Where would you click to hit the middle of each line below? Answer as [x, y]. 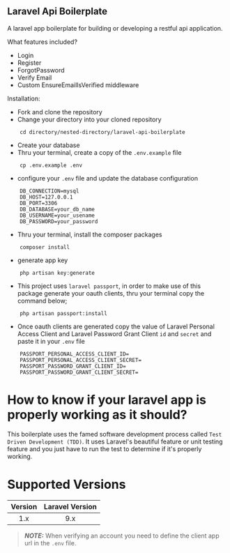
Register [29, 63]
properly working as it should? [97, 415]
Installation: [24, 98]
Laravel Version [71, 506]
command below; [42, 301]
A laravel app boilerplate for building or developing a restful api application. [115, 28]
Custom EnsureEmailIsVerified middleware [78, 85]
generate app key [43, 260]
